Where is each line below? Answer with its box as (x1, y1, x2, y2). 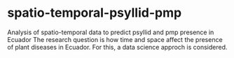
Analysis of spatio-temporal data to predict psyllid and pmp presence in (7, 28, 214, 36)
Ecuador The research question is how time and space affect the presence (7, 35, 223, 43)
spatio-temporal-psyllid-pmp (7, 5, 182, 21)
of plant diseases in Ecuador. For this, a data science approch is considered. (7, 43, 228, 51)
